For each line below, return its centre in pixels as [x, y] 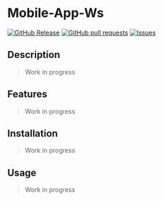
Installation [33, 133]
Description [34, 55]
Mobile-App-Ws [56, 13]
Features [27, 94]
